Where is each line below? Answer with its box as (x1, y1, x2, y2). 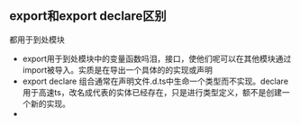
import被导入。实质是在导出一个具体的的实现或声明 (22, 64, 214, 75)
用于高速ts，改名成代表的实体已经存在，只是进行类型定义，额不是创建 (22, 86, 282, 97)
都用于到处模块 (9, 34, 65, 45)
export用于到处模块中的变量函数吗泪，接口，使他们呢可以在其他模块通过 (22, 53, 292, 64)
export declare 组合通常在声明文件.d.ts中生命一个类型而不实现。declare (22, 76, 289, 86)
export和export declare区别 (9, 8, 167, 24)
